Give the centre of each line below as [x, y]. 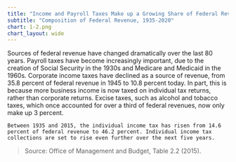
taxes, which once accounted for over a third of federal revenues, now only [116, 105]
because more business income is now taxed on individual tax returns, [109, 90]
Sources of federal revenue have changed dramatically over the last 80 [110, 53]
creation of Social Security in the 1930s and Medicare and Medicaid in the [114, 68]
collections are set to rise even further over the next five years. [111, 138]
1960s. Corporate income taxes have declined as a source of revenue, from [116, 76]
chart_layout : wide [36, 33]
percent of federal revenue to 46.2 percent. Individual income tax [110, 132]
